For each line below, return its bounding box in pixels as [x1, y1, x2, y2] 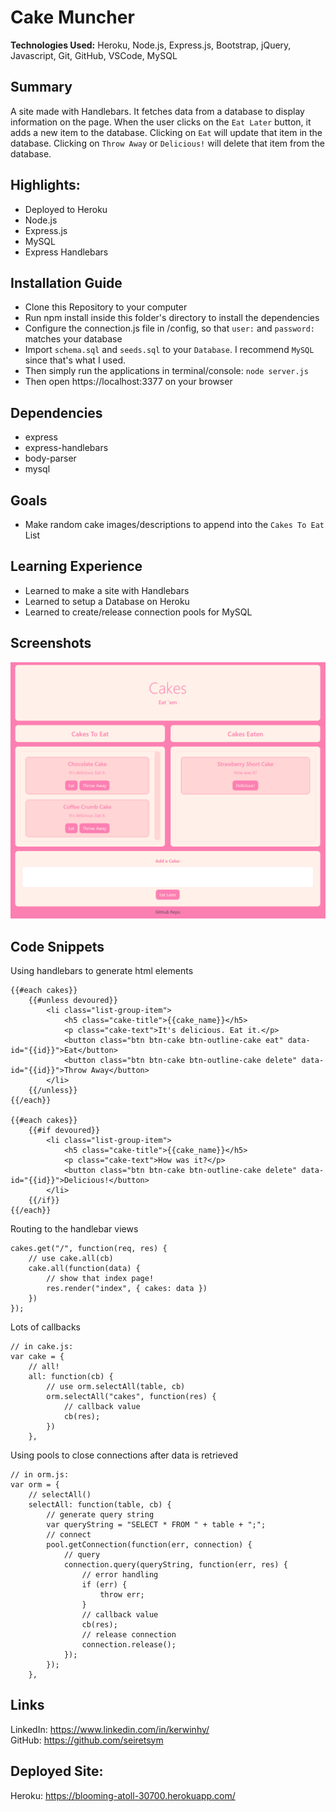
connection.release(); [81, 1639, 177, 1650]
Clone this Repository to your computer [24, 301, 188, 313]
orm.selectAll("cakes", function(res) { [46, 1391, 217, 1401]
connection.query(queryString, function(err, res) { [63, 1559, 288, 1570]
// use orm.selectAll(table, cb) [46, 1381, 186, 1391]
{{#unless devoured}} [28, 995, 118, 1005]
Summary [10, 79, 73, 96]
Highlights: [10, 177, 81, 194]
